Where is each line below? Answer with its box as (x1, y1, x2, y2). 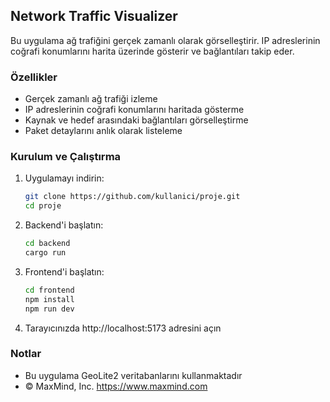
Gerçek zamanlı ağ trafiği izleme (24, 93, 158, 105)
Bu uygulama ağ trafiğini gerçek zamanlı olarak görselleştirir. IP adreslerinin (10, 34, 321, 46)
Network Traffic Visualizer (10, 8, 178, 25)
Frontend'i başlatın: (24, 265, 105, 278)
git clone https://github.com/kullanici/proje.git (24, 192, 241, 202)
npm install (24, 294, 75, 304)
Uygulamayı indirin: (24, 172, 105, 184)
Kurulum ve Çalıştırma (10, 150, 122, 164)
